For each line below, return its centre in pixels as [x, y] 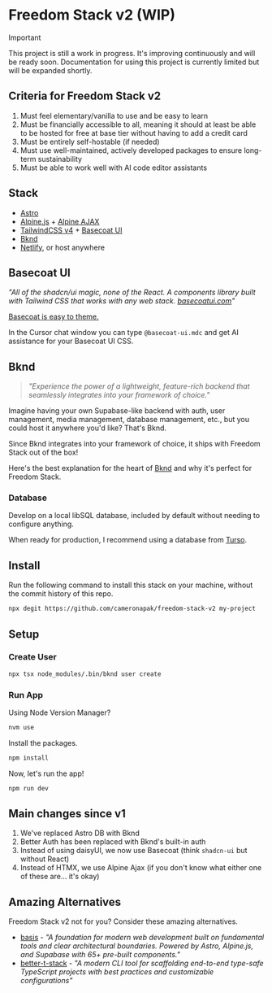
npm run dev [28, 788]
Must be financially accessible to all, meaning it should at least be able [138, 124]
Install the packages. [43, 743]
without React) [45, 859]
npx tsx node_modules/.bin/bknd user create [85, 674]
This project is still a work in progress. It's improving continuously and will [132, 53]
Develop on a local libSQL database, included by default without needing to [134, 516]
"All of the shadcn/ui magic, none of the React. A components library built [132, 292]
